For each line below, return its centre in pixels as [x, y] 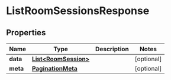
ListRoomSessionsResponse [78, 11]
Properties [26, 33]
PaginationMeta [55, 69]
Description [112, 49]
